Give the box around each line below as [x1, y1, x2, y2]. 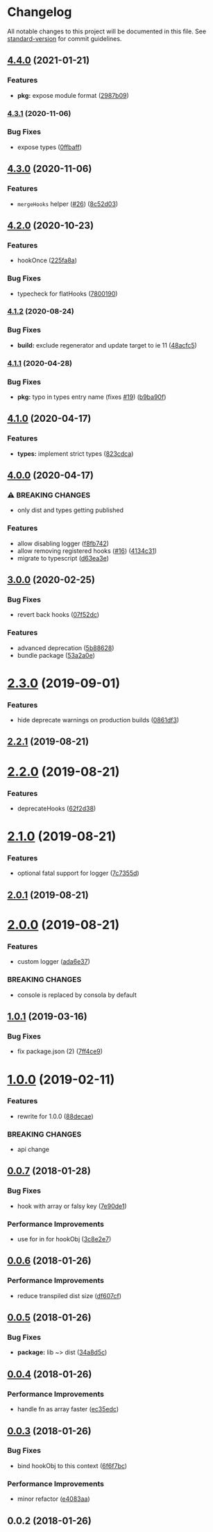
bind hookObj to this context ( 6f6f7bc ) [17, 1461, 127, 1470]
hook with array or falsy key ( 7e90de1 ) [17, 1202, 127, 1210]
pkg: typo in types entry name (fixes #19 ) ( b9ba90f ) [17, 393, 167, 401]
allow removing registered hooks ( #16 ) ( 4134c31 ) [17, 546, 157, 555]
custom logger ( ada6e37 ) [17, 957, 90, 966]
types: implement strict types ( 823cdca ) [17, 449, 134, 458]
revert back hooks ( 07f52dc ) [17, 611, 99, 619]
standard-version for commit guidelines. [7, 34, 122, 42]
